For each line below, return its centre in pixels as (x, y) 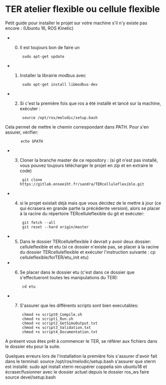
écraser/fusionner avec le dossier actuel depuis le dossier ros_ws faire (77, 372)
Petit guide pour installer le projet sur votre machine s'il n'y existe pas (76, 23)
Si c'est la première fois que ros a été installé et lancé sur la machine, (90, 103)
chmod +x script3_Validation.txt (56, 327)
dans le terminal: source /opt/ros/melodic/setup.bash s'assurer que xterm (81, 361)
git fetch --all (39, 223)
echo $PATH (32, 141)
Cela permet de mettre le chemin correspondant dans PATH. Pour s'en (77, 127)
